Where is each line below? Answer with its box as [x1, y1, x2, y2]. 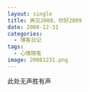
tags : [7, 43, 23, 50]
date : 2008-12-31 [7, 23, 59, 30]
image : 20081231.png [7, 57, 69, 64]
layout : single [7, 10, 53, 18]
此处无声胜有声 [7, 76, 51, 85]
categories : [7, 30, 43, 38]
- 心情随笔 [14, 50, 42, 57]
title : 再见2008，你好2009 [7, 17, 82, 24]
